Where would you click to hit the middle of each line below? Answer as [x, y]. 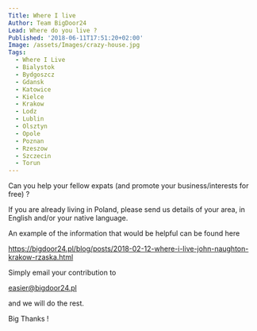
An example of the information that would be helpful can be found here [124, 233]
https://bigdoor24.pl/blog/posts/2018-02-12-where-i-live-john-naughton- [128, 249]
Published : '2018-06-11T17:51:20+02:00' [76, 38]
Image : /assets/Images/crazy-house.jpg [74, 45]
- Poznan [30, 141]
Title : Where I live [42, 15]
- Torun [28, 164]
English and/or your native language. [68, 218]
